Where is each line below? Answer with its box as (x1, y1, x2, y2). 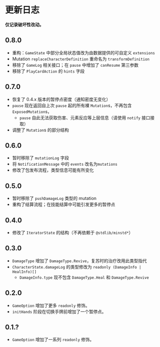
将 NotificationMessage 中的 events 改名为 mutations (12, 161, 117, 167)
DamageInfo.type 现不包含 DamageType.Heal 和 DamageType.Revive (19, 274, 149, 280)
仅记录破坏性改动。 (5, 22, 44, 27)
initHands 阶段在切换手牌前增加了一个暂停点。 (12, 308, 107, 314)
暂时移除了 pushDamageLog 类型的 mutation (12, 196, 97, 201)
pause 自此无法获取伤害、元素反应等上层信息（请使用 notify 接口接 (19, 115, 155, 121)
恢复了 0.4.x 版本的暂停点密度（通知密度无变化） (12, 96, 111, 102)
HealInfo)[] (12, 269, 37, 274)
